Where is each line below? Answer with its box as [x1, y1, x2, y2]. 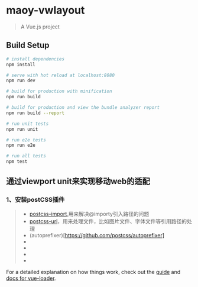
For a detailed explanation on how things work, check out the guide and [6, 268, 181, 275]
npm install [6, 62, 35, 67]
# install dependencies [6, 56, 65, 62]
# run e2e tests [6, 137, 46, 143]
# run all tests [6, 153, 46, 159]
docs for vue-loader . [6, 275, 56, 282]
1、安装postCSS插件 [6, 196, 65, 204]
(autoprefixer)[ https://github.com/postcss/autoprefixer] [29, 231, 164, 238]
